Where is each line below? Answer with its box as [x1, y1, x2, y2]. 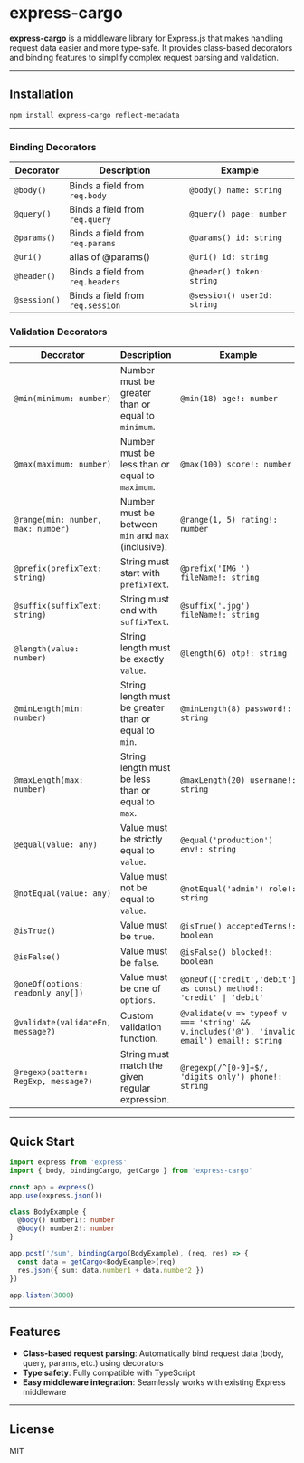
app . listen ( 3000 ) [9, 1290, 75, 1300]
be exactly [119, 653, 165, 666]
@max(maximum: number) [14, 459, 111, 469]
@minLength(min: [14, 704, 84, 714]
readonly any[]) [14, 988, 84, 998]
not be [119, 881, 147, 894]
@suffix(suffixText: [14, 601, 102, 611]
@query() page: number [189, 208, 288, 219]
